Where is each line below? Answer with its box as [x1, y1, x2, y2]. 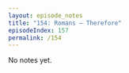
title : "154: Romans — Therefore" [8, 19, 123, 27]
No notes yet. [8, 56, 52, 65]
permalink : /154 [8, 33, 62, 42]
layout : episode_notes [8, 11, 83, 20]
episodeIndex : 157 [8, 26, 69, 34]
